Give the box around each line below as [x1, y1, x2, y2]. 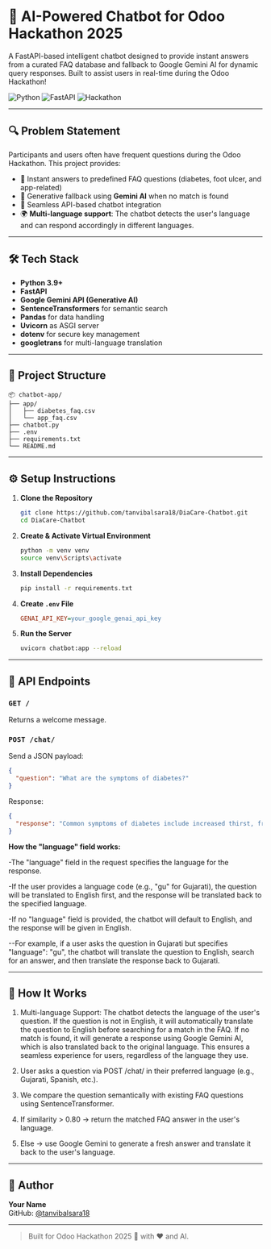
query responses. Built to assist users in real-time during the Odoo [8, 68, 230, 77]
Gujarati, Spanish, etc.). [19, 1075, 98, 1085]
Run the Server [19, 629, 72, 639]
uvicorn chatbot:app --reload [19, 644, 123, 652]
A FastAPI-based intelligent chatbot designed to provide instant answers [8, 51, 249, 60]
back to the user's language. [19, 1147, 115, 1157]
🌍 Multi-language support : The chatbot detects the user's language [19, 209, 251, 219]
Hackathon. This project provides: [8, 158, 121, 168]
